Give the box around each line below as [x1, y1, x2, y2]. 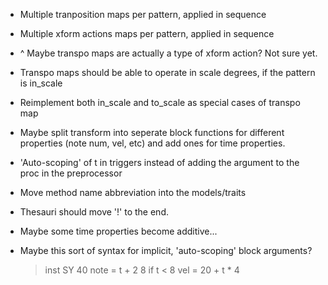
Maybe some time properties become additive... [19, 225, 218, 237]
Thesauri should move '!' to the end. [19, 206, 169, 218]
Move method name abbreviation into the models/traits [19, 187, 247, 198]
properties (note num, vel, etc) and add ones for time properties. [19, 137, 286, 149]
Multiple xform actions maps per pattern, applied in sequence [19, 28, 275, 39]
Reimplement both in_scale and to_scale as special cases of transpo [19, 97, 301, 108]
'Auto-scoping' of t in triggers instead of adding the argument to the [19, 157, 300, 168]
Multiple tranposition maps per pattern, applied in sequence [19, 9, 267, 20]
